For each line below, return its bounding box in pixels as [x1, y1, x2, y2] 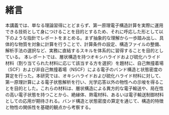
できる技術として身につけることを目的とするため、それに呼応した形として [5, 28, 159, 34]
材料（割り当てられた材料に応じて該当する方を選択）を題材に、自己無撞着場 [5, 60, 164, 66]
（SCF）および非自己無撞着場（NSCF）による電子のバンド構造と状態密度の [5, 66, 162, 72]
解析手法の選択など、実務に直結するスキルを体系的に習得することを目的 [5, 47, 155, 53]
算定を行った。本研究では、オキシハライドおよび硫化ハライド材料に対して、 [5, 73, 163, 79]
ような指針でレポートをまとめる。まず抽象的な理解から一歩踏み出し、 [14, 35, 159, 41]
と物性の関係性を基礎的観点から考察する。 [5, 104, 94, 110]
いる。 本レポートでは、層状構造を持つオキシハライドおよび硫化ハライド [9, 53, 161, 60]
